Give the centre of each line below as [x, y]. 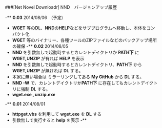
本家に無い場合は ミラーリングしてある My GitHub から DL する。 [78, 77]
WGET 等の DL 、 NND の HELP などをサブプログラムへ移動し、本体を [79, 28]
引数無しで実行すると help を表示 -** [49, 120]
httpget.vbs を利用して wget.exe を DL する [57, 114]
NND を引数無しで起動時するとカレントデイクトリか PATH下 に [76, 52]
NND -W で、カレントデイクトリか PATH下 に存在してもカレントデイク [83, 83]
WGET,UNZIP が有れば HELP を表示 [48, 58]
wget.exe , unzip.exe [34, 95]
